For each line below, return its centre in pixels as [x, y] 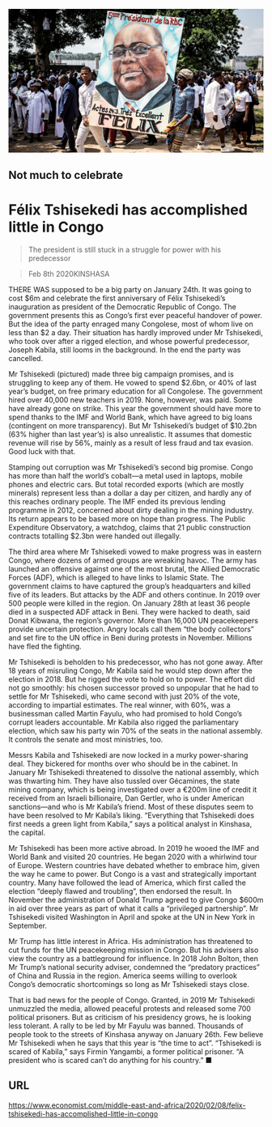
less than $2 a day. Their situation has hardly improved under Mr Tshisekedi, [136, 332]
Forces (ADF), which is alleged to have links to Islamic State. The [116, 577]
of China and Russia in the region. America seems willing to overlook [123, 976]
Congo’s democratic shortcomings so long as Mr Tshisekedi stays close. [129, 984]
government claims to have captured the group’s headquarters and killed [130, 586]
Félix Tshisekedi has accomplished [128, 210]
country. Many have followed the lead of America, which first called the [127, 882]
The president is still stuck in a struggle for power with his [124, 249]
